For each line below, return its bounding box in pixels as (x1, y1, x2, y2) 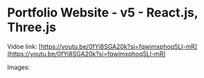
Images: (7, 63, 30, 71)
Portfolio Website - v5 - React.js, (7, 5, 198, 21)
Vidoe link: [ (7, 42, 41, 50)
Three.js (7, 19, 57, 35)
